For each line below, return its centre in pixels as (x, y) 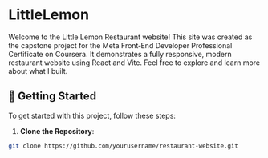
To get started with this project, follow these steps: (92, 115)
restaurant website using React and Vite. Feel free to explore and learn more (134, 63)
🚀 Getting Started (53, 97)
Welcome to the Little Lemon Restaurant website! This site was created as (130, 37)
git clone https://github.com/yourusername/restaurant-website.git (124, 146)
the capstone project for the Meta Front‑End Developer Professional (120, 45)
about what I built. (38, 71)
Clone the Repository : (57, 131)
